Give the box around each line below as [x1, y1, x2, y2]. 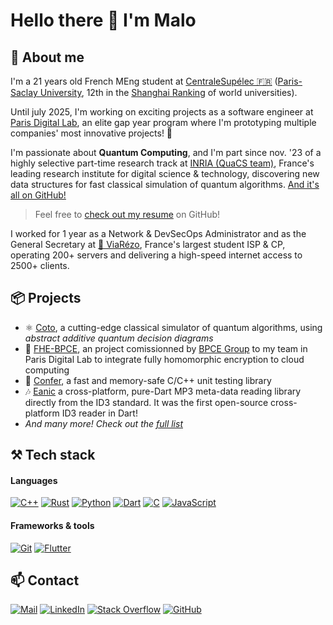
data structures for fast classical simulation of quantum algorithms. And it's [10, 179, 320, 190]
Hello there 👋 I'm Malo [10, 9, 197, 32]
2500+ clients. [10, 260, 70, 271]
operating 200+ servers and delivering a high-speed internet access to [10, 249, 303, 261]
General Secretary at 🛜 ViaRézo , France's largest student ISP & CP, [10, 239, 286, 250]
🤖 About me [10, 49, 85, 66]
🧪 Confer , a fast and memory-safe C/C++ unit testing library [24, 374, 272, 386]
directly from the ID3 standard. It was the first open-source [24, 396, 269, 408]
